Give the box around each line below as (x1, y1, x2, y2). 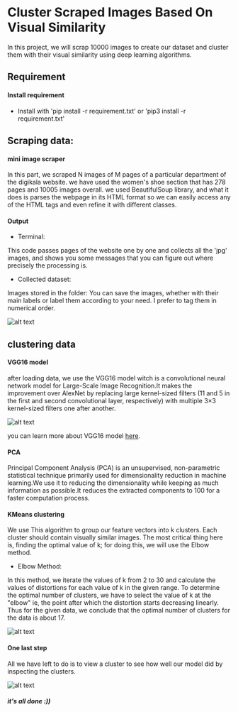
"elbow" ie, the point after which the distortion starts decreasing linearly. (7, 598, 220, 607)
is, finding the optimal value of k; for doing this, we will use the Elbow (7, 541, 210, 549)
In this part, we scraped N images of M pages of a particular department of (7, 170, 227, 179)
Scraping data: (7, 134, 74, 146)
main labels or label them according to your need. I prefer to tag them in (7, 296, 217, 305)
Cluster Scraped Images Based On (7, 4, 213, 21)
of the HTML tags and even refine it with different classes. (7, 200, 177, 209)
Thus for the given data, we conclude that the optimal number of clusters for (7, 606, 230, 615)
